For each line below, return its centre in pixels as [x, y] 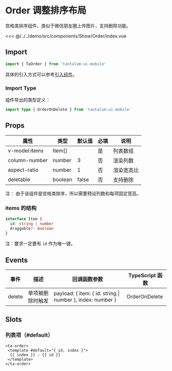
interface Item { [24, 219]
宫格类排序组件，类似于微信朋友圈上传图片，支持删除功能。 [68, 26]
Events [17, 260]
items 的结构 [21, 208]
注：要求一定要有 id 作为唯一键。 [40, 244]
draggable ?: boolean [32, 228]
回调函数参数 [88, 279]
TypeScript [142, 276]
